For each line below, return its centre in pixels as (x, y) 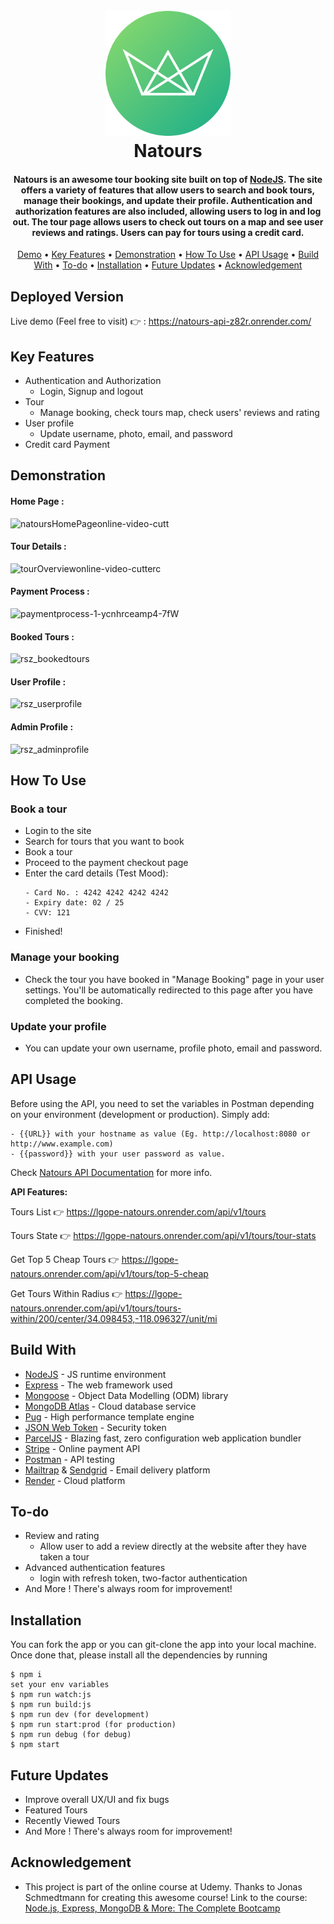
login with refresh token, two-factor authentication (143, 1578)
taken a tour (64, 1557)
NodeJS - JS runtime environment (95, 1374)
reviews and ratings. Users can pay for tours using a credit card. (168, 232)
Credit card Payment (67, 445)
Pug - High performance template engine (109, 1416)
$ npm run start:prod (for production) (93, 1725)
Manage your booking (65, 957)
